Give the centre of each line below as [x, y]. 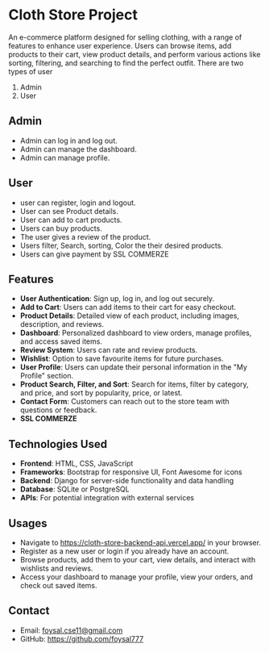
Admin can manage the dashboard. [78, 149]
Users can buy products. [61, 228]
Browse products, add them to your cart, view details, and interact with [138, 560]
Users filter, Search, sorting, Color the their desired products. [122, 245]
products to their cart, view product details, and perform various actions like [134, 54]
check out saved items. [59, 585]
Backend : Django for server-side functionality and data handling [127, 481]
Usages [28, 523]
